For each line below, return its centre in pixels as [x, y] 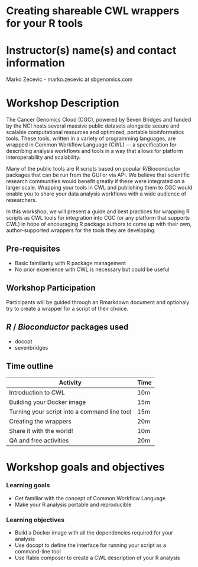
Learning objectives [35, 520]
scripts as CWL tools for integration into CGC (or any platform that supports [98, 218]
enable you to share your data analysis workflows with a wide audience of [96, 194]
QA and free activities [39, 441]
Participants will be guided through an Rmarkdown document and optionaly [98, 302]
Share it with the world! [41, 431]
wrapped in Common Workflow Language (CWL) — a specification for [91, 145]
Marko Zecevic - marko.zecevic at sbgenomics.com [69, 79]
